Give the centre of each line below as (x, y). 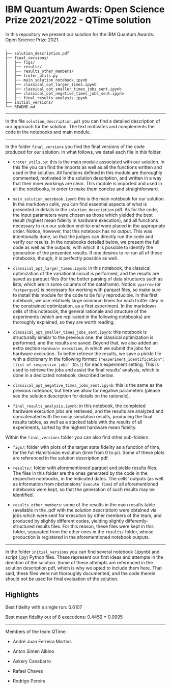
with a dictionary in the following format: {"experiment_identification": (89, 359)
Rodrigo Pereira (29, 681)
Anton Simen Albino (33, 651)
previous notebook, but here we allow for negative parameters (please (86, 390)
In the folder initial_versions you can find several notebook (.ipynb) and (82, 552)
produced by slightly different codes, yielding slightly (68, 521)
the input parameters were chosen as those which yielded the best (83, 215)
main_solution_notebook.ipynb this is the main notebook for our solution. (89, 198)
